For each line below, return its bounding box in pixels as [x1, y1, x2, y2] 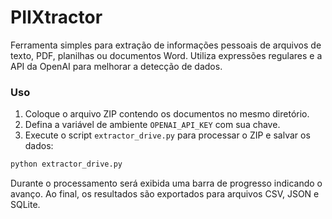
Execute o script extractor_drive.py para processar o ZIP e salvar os [24, 129, 311, 141]
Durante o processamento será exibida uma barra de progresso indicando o [10, 177, 323, 190]
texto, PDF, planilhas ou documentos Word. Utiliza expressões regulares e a [10, 49, 323, 61]
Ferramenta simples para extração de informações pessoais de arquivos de [10, 39, 322, 51]
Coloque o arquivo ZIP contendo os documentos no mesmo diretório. [24, 108, 310, 120]
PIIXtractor [10, 6, 103, 29]
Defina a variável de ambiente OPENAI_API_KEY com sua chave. [24, 119, 281, 131]
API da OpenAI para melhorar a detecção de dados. [10, 60, 223, 72]
